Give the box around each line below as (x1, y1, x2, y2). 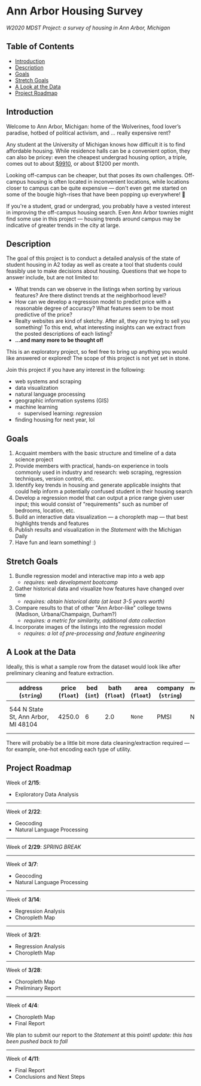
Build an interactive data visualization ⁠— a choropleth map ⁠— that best (14, 514, 188, 521)
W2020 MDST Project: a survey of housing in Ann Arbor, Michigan (6, 24, 170, 31)
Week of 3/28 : (6, 966, 42, 974)
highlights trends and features (14, 520, 89, 527)
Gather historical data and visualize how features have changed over (14, 585, 184, 592)
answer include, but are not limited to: (6, 274, 100, 281)
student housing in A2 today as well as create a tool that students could (6, 261, 182, 268)
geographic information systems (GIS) (14, 397, 109, 404)
